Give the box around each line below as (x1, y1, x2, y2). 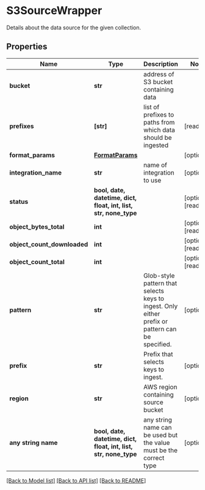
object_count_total (9, 258, 65, 266)
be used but (143, 431, 178, 439)
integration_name (9, 168, 62, 177)
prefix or (143, 317, 168, 325)
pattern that (143, 279, 178, 287)
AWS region (143, 383, 178, 391)
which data (143, 126, 175, 134)
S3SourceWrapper (6, 4, 103, 18)
